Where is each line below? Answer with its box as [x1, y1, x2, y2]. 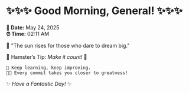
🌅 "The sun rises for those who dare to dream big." [6, 42, 130, 49]
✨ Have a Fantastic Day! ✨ [6, 80, 72, 87]
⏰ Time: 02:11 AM [6, 30, 50, 37]
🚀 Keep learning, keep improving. [6, 65, 92, 71]
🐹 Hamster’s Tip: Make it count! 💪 [6, 53, 87, 60]
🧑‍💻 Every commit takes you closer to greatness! [6, 69, 128, 76]
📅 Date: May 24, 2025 [6, 24, 60, 31]
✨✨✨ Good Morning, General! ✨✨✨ [6, 4, 183, 18]
